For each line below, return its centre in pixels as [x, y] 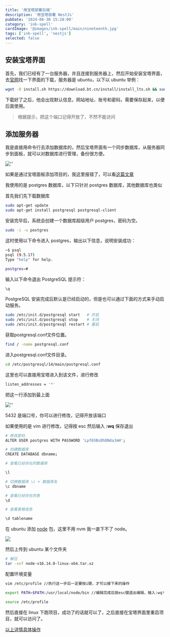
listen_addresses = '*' [30, 384]
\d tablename [19, 519]
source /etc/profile [27, 602]
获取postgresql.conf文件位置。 [37, 335]
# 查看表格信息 [19, 510]
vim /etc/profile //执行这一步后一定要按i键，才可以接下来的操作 [68, 583]
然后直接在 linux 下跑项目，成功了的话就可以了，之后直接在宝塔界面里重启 [82, 612]
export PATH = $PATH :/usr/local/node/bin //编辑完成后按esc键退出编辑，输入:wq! [85, 593]
